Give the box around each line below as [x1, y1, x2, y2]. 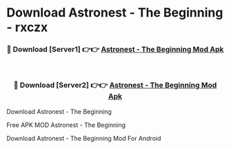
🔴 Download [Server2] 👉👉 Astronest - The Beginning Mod [13, 81, 217, 90]
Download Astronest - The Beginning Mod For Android [6, 134, 161, 142]
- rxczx [6, 19, 48, 35]
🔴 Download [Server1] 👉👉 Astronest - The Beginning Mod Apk [6, 45, 224, 54]
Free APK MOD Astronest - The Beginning [6, 121, 125, 129]
